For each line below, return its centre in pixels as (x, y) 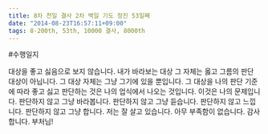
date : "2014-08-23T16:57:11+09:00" (68, 23)
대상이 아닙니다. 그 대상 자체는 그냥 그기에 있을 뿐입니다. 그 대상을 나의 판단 (126, 82)
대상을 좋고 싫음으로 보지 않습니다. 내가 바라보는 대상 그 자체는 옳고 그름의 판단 (131, 71)
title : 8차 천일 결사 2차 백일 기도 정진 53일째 (79, 16)
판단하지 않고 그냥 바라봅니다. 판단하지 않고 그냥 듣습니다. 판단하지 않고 (130, 102)
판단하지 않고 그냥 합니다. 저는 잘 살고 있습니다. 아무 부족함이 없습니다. (135, 112)
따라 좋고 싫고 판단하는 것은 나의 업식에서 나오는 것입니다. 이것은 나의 (124, 91)
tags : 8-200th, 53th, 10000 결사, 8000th (77, 30)
